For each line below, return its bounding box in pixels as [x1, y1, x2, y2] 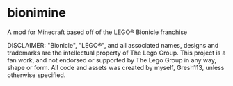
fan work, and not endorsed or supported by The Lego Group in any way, [7, 55, 217, 64]
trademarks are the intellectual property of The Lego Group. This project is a [7, 49, 226, 57]
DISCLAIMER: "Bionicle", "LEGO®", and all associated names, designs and [7, 41, 219, 49]
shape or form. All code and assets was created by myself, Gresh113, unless [7, 63, 225, 71]
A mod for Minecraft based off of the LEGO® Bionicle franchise [7, 28, 188, 36]
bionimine [7, 5, 66, 21]
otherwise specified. [7, 71, 66, 79]
